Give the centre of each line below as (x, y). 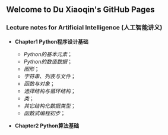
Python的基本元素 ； (48, 54)
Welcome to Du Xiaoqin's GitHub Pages (81, 10)
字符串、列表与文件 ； (50, 76)
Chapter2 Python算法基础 (47, 126)
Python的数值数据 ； (48, 61)
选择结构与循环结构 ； (50, 91)
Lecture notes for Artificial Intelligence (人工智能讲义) (84, 28)
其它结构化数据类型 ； (50, 106)
